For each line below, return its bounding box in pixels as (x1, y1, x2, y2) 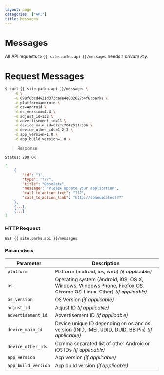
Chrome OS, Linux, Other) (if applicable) (55, 288, 148, 295)
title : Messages (5, 16, 38, 21)
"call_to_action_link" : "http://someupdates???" (22, 195, 123, 200)
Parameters (5, 247, 33, 254)
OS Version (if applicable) (55, 296, 114, 303)
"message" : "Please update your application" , (22, 186, 119, 191)
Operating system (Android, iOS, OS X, (55, 276, 143, 283)
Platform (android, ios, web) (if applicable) (55, 268, 152, 275)
